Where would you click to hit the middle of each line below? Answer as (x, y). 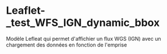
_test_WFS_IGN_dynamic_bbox (83, 23)
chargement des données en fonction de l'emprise (67, 45)
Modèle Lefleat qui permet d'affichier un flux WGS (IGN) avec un (83, 38)
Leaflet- (26, 11)
